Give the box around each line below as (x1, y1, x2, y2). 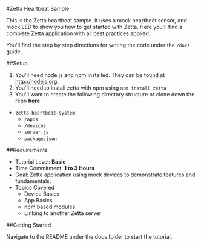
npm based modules (24, 203, 76, 210)
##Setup (6, 60, 28, 67)
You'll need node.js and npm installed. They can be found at (15, 71, 165, 78)
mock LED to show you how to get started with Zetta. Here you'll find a (6, 24, 183, 30)
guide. (6, 48, 22, 55)
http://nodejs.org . (15, 78, 59, 85)
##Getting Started (6, 221, 51, 228)
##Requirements (6, 147, 48, 153)
